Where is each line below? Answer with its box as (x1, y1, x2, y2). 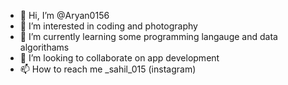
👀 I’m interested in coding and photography (19, 20, 198, 32)
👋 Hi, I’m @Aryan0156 (19, 10, 110, 21)
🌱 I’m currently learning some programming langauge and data (19, 31, 278, 42)
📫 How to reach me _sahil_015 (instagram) (19, 63, 197, 75)
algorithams (19, 41, 70, 53)
